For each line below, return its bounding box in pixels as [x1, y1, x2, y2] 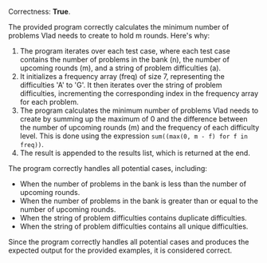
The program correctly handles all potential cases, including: [8, 164, 207, 173]
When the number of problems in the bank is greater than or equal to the [19, 196, 259, 205]
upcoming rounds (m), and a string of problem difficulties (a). [19, 63, 222, 73]
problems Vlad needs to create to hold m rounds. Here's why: [8, 31, 210, 40]
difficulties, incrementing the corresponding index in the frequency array [19, 89, 259, 98]
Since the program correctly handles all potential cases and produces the [8, 237, 249, 246]
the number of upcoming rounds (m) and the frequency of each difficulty [19, 123, 260, 132]
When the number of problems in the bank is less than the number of [19, 179, 247, 189]
